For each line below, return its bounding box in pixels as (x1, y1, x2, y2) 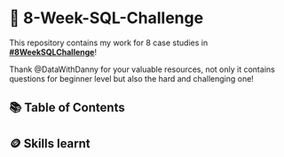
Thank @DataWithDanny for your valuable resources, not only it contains (9, 64, 275, 75)
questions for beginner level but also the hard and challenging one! (9, 73, 255, 83)
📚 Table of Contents (9, 100, 126, 115)
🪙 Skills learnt (9, 136, 91, 151)
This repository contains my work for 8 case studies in (9, 37, 209, 48)
